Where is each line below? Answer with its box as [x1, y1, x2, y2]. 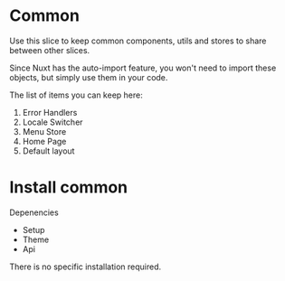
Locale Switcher [22, 117, 83, 127]
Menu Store [22, 126, 67, 136]
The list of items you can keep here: [9, 89, 143, 100]
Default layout [22, 145, 75, 156]
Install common [9, 177, 128, 198]
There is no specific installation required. [9, 261, 161, 272]
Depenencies [9, 207, 59, 218]
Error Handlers [22, 107, 78, 117]
